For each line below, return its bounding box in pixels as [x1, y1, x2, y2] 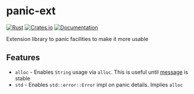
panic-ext [6, 4, 56, 18]
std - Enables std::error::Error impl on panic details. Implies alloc [14, 81, 183, 88]
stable [14, 74, 31, 82]
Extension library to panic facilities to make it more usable [6, 35, 148, 42]
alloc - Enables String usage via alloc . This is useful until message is [14, 68, 189, 76]
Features [6, 52, 40, 63]
